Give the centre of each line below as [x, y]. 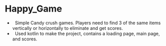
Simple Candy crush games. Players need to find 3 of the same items [88, 23]
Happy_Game [34, 9]
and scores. [25, 39]
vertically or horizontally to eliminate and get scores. [68, 28]
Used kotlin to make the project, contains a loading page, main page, [87, 33]
